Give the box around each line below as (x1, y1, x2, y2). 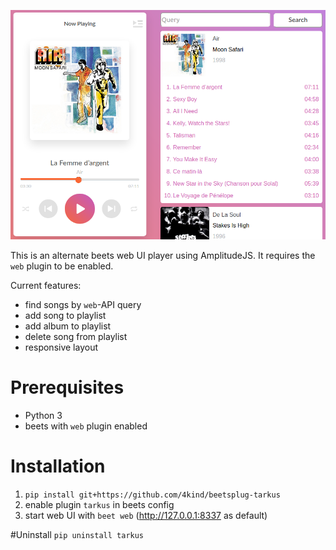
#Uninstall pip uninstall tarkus (10, 529, 145, 541)
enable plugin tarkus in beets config (24, 499, 175, 511)
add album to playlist (24, 320, 112, 332)
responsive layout (24, 341, 98, 354)
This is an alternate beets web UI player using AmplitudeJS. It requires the (10, 250, 316, 262)
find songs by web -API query (24, 299, 142, 311)
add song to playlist (24, 310, 107, 322)
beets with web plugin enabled (24, 420, 148, 432)
